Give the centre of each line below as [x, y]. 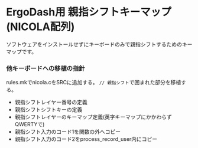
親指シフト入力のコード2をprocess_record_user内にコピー [86, 139]
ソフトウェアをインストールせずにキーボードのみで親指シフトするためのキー [99, 44]
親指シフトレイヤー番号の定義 [51, 102]
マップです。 [22, 51]
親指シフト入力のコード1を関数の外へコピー [68, 132]
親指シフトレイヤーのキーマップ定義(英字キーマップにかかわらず [93, 117]
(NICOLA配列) [40, 27]
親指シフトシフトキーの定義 [48, 110]
